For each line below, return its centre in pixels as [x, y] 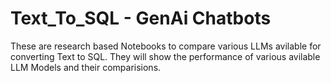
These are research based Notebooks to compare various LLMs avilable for [166, 46]
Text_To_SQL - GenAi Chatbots [141, 18]
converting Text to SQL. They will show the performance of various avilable [165, 56]
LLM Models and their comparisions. [86, 67]
